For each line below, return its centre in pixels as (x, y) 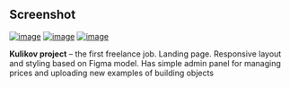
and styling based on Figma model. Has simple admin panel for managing (145, 63)
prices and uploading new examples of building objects (111, 73)
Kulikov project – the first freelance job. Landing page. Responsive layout (145, 54)
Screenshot (43, 15)
